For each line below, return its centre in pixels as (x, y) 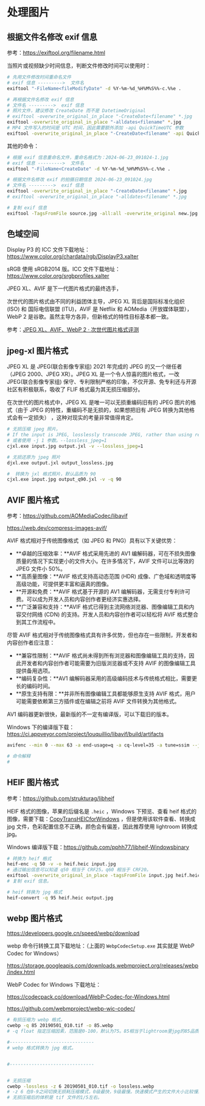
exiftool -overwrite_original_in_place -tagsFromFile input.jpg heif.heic (104, 876)
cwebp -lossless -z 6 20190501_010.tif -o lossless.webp (81, 1086)
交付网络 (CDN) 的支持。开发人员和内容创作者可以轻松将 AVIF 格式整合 (110, 615)
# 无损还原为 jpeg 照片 (34, 457)
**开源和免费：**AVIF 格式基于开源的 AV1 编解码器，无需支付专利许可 (103, 592)
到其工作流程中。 (37, 622)
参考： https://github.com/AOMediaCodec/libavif (68, 516)
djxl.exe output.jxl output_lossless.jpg (60, 463)
